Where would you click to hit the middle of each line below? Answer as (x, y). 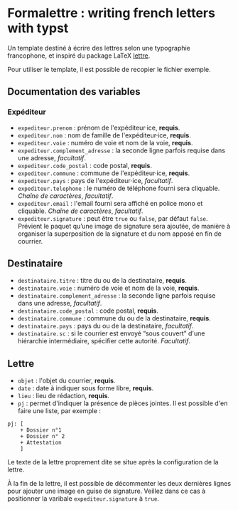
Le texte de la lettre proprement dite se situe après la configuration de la (113, 462)
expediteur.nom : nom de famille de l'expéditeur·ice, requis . (104, 135)
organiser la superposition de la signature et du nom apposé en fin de (119, 234)
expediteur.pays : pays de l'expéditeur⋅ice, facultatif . (95, 180)
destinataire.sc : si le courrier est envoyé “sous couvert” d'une (111, 333)
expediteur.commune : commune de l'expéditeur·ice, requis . (104, 173)
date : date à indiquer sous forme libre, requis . (86, 388)
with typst (38, 28)
